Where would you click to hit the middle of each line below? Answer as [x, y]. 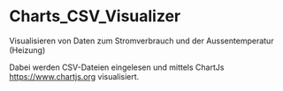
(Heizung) [27, 49]
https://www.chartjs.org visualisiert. [74, 76]
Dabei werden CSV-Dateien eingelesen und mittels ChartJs [117, 67]
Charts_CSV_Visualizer [95, 16]
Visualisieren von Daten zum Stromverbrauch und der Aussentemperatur [141, 41]
